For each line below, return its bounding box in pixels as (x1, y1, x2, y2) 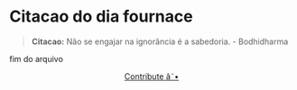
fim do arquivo (9, 53, 63, 64)
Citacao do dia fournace (9, 6, 193, 27)
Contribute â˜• (124, 70, 180, 82)
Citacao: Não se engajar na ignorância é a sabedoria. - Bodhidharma (31, 36, 289, 47)
